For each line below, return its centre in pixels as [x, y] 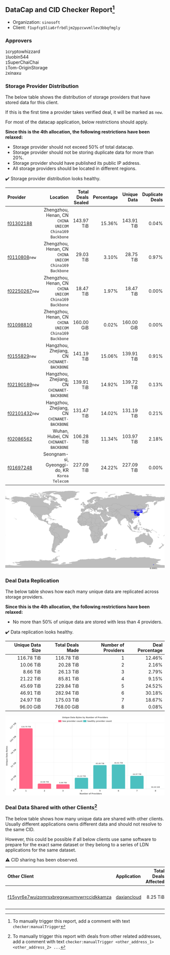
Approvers [18, 40]
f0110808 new [22, 257]
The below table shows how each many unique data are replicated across [82, 592]
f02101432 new [23, 413]
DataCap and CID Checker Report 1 [60, 9]
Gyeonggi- [57, 465]
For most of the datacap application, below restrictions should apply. [77, 122]
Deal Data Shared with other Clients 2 [51, 807]
